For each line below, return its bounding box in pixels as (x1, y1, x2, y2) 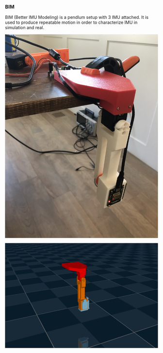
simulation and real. (5, 25, 45, 31)
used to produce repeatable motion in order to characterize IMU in (5, 19, 138, 25)
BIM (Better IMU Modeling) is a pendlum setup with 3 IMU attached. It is (5, 15, 149, 20)
